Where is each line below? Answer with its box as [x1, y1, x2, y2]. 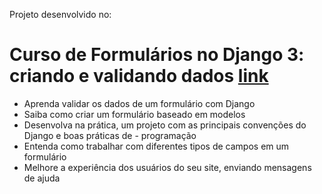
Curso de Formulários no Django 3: [9, 44, 305, 66]
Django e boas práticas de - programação [23, 129, 197, 141]
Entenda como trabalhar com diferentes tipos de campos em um [23, 140, 290, 152]
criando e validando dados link [9, 65, 269, 88]
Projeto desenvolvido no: [9, 9, 112, 20]
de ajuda [23, 172, 61, 184]
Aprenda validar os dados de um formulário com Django [23, 97, 256, 109]
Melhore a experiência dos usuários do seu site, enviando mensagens [23, 161, 312, 173]
